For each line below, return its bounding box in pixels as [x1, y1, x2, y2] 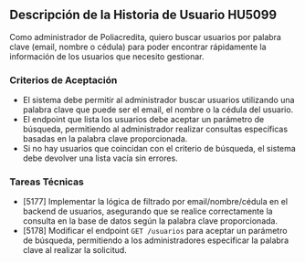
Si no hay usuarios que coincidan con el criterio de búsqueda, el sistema [22, 143, 297, 154]
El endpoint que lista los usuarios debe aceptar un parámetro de [22, 114, 265, 125]
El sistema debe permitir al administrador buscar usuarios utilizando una [22, 95, 295, 106]
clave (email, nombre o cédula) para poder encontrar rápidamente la [9, 41, 267, 52]
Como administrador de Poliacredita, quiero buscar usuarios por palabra [9, 31, 281, 42]
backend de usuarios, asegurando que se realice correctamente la [22, 205, 273, 217]
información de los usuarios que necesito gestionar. [9, 50, 205, 62]
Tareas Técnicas [9, 175, 84, 188]
